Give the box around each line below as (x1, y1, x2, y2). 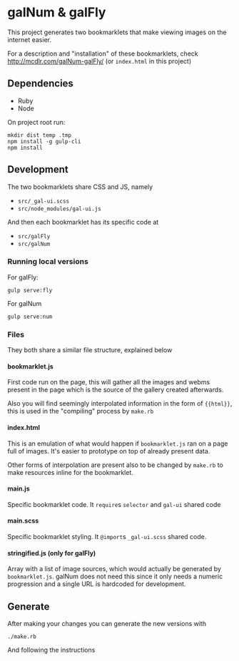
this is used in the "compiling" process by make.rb (7, 407, 154, 416)
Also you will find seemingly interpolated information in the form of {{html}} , (7, 399, 233, 408)
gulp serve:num (7, 313, 53, 320)
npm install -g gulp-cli (7, 138, 81, 145)
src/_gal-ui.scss (17, 198, 70, 205)
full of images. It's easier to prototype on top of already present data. (7, 446, 210, 455)
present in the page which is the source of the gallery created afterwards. (7, 386, 224, 394)
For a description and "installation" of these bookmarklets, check (7, 49, 198, 58)
